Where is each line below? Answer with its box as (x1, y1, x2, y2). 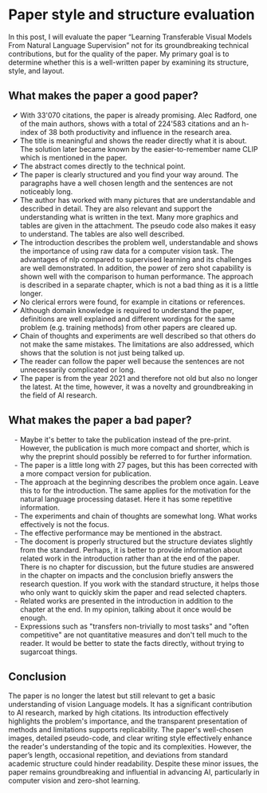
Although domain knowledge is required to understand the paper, (19, 305, 235, 315)
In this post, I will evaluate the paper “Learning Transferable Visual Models (8, 32, 253, 42)
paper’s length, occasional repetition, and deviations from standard (8, 751, 229, 760)
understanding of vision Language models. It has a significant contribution (8, 700, 253, 709)
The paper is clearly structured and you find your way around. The (19, 169, 239, 179)
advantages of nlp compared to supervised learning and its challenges (19, 254, 253, 264)
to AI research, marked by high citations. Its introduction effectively (8, 708, 229, 718)
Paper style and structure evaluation (8, 6, 255, 24)
